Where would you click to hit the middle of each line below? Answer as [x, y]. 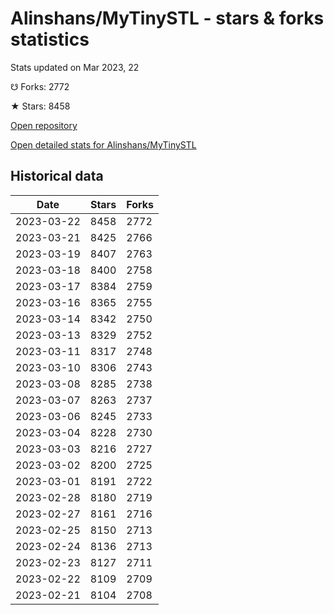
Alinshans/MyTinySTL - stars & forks [167, 18]
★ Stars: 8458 [40, 106]
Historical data [57, 176]
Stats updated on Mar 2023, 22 [75, 67]
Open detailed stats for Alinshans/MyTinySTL [103, 144]
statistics [50, 39]
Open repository [44, 125]
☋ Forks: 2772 [40, 86]
